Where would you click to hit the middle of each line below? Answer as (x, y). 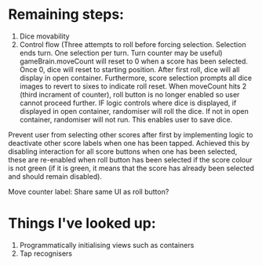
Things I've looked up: (82, 223)
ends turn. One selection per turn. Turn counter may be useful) (121, 53)
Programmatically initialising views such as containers (107, 245)
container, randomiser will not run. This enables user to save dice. (126, 119)
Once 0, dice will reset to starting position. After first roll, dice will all (129, 69)
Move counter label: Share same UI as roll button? (89, 191)
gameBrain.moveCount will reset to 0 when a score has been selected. (134, 61)
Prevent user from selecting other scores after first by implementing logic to (131, 134)
